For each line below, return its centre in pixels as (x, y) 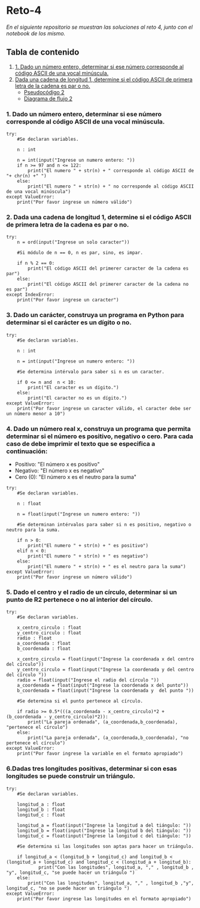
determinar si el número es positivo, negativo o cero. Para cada (100, 436)
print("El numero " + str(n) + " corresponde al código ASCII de (111, 171)
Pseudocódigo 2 (44, 92)
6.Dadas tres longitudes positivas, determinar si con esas (92, 769)
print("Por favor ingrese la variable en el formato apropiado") (100, 754)
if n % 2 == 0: (36, 263)
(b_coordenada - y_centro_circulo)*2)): (57, 717)
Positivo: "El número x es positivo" (57, 464)
